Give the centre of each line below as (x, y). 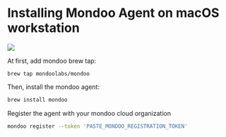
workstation (43, 28)
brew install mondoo (38, 100)
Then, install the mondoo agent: (54, 87)
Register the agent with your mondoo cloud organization (89, 113)
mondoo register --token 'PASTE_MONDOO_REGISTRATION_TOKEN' (98, 126)
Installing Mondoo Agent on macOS (113, 13)
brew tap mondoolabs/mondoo (49, 73)
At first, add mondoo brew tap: (52, 61)
